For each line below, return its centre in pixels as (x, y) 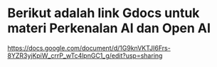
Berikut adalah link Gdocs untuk (104, 13)
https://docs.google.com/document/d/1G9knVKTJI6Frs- (89, 48)
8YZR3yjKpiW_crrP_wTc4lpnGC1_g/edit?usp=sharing (85, 56)
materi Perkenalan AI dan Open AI (109, 28)
